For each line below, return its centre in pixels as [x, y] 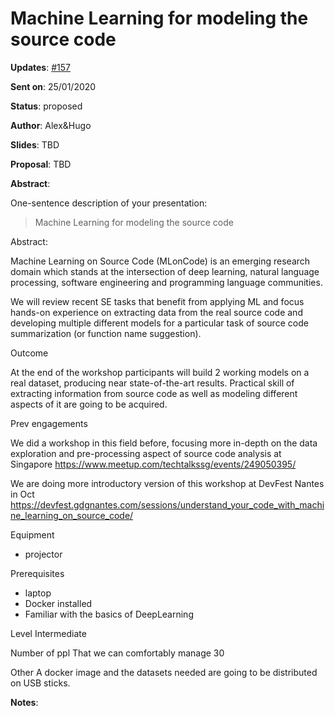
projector [43, 554]
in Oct [22, 494]
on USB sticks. [40, 683]
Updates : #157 [40, 67]
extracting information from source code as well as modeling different [154, 393]
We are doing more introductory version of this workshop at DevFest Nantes [167, 483]
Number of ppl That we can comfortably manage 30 [117, 653]
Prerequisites [37, 573]
